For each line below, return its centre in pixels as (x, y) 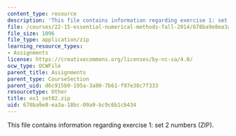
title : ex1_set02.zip (39, 99)
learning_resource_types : (45, 46)
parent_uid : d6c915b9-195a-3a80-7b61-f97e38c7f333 (83, 86)
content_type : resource (42, 14)
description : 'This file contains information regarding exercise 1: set (118, 20)
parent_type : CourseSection (48, 79)
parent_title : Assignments (47, 72)
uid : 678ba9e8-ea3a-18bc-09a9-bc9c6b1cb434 (72, 105)
